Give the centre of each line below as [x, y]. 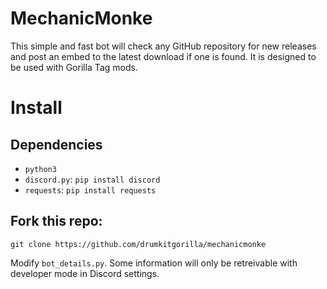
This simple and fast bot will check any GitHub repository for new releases [163, 46]
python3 [40, 169]
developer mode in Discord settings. [85, 273]
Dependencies [56, 144]
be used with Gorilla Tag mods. [74, 67]
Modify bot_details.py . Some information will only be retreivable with [154, 263]
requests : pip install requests [90, 189]
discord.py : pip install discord [92, 179]
